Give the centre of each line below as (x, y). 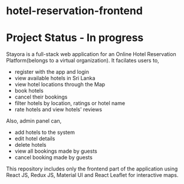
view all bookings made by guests (56, 151)
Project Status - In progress (75, 38)
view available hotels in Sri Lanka (55, 78)
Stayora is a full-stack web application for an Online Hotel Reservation (91, 54)
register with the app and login (52, 72)
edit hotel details (35, 139)
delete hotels (30, 145)
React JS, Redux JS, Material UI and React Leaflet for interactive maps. (92, 175)
